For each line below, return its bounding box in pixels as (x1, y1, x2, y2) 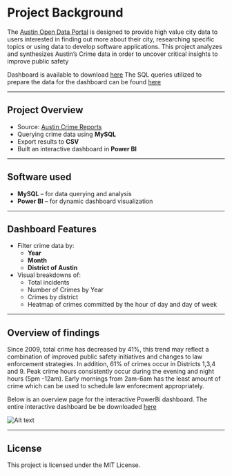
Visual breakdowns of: (17, 271, 81, 279)
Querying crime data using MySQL (17, 130, 116, 138)
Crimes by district (27, 293, 78, 301)
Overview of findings (7, 327, 100, 339)
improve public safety (7, 57, 69, 65)
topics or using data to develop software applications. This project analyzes (7, 42, 222, 50)
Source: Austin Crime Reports (17, 122, 102, 131)
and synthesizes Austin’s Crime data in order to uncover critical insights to (7, 50, 218, 58)
